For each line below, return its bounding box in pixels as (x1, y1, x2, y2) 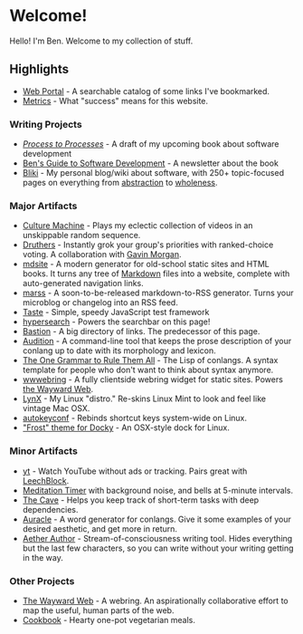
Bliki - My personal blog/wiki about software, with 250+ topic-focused (22, 168, 285, 178)
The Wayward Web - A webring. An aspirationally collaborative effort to (22, 595, 289, 606)
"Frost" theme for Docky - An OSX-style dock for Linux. (22, 422, 231, 433)
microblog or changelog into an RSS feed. (22, 297, 178, 308)
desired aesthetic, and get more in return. (22, 523, 178, 534)
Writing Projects (9, 118, 83, 130)
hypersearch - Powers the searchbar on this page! (22, 316, 211, 327)
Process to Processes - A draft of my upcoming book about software (22, 139, 279, 149)
